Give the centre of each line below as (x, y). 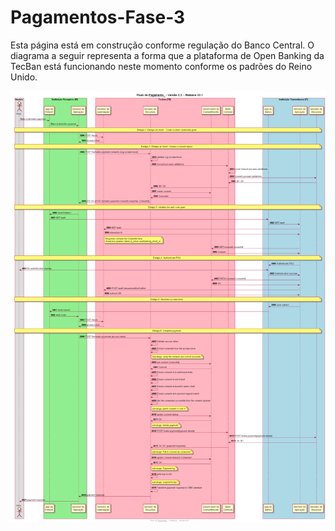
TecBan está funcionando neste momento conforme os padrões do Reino (161, 66)
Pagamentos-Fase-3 (98, 17)
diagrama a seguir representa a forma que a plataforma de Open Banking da (167, 55)
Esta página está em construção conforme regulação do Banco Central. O (162, 45)
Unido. (24, 77)
